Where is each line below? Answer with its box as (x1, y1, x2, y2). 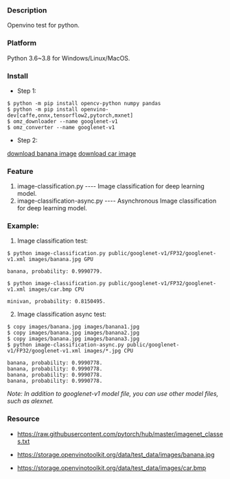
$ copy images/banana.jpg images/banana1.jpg (7, 324, 139, 331)
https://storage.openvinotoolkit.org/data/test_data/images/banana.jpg (16, 450, 215, 458)
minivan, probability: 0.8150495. (7, 298, 106, 305)
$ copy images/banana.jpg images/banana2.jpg (7, 329, 139, 337)
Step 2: (16, 136, 38, 144)
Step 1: (16, 87, 36, 95)
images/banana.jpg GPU (28, 256, 94, 263)
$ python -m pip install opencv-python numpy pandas (7, 100, 161, 107)
